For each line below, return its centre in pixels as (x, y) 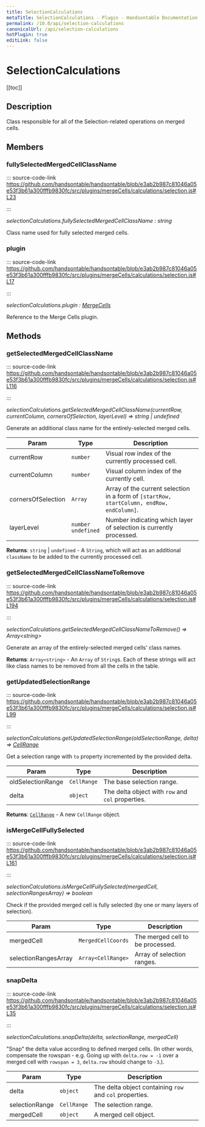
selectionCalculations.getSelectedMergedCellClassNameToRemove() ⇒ (97, 629)
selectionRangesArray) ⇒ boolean (49, 893)
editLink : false (27, 40)
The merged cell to (162, 937)
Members (25, 147)
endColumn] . (122, 510)
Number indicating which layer (149, 520)
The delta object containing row (139, 1087)
